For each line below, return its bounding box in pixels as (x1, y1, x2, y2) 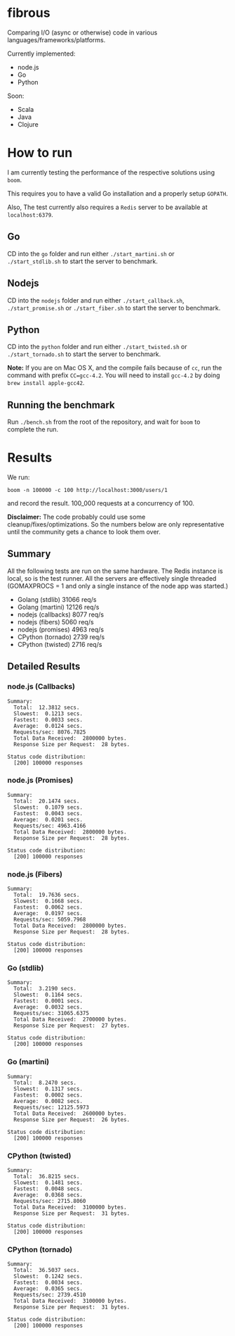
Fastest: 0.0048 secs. (13, 1185, 83, 1192)
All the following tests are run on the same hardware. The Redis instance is (7, 567, 223, 575)
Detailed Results (7, 660, 81, 673)
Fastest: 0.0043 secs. (13, 809, 83, 817)
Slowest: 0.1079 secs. (13, 804, 83, 811)
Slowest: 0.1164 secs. (13, 991, 83, 999)
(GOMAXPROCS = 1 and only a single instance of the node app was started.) (7, 581, 229, 590)
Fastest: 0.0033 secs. (13, 716, 83, 723)
